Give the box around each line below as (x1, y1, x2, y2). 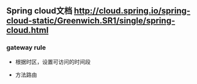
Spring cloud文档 (6, 5, 72, 16)
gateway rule (6, 43, 46, 52)
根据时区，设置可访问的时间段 (15, 58, 91, 65)
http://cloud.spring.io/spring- (73, 5, 191, 16)
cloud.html (6, 25, 49, 35)
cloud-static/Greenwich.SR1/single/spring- (6, 16, 176, 26)
